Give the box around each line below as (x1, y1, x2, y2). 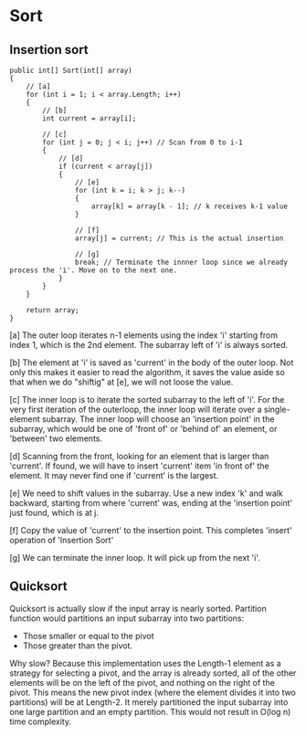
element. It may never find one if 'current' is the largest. (9, 470, 219, 480)
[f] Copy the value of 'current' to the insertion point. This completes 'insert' (9, 525, 292, 535)
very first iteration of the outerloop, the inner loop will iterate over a (9, 404, 262, 415)
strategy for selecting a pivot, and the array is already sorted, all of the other (9, 668, 297, 678)
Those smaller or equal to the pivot (22, 630, 154, 641)
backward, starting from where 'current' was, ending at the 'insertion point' (9, 498, 293, 508)
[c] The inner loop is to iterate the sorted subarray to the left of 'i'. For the (9, 394, 285, 405)
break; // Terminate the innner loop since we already (74, 258, 288, 267)
